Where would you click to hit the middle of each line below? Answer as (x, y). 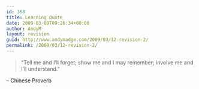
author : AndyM (24, 29)
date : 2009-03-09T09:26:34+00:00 (48, 23)
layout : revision (28, 34)
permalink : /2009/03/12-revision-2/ (52, 46)
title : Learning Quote (34, 17)
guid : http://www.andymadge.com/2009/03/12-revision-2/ (77, 40)
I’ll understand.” (40, 69)
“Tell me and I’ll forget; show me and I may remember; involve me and (107, 62)
